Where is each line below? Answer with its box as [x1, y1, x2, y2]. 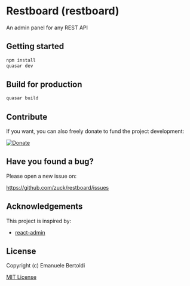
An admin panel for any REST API [6, 24, 88, 31]
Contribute [6, 112, 48, 122]
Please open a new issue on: [6, 172, 76, 179]
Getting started [6, 41, 65, 51]
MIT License [6, 273, 37, 281]
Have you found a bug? [6, 157, 94, 167]
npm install [6, 57, 36, 63]
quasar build [6, 95, 39, 101]
